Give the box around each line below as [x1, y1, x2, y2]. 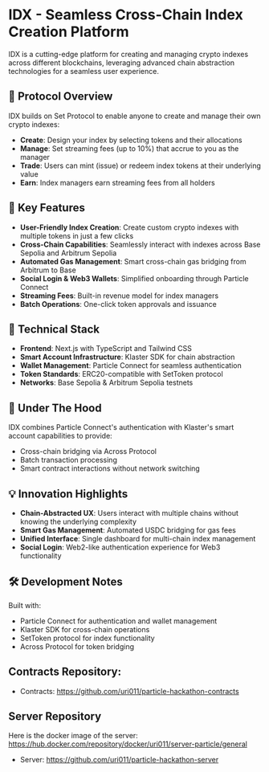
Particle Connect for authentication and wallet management [19, 616, 218, 626]
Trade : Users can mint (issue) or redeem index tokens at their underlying [19, 161, 261, 170]
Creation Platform [8, 22, 129, 41]
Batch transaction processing [19, 455, 118, 465]
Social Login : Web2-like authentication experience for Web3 [19, 542, 221, 552]
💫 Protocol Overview [8, 90, 113, 104]
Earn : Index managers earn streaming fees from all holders [19, 178, 215, 187]
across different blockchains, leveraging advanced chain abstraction [8, 58, 235, 67]
